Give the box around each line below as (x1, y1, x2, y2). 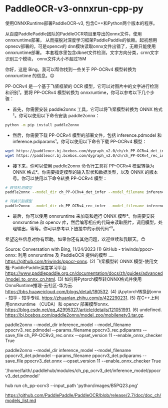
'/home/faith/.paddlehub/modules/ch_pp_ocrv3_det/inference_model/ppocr (5, 368, 161, 374)
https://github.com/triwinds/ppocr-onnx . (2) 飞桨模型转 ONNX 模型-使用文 (5, 258, 158, 265)
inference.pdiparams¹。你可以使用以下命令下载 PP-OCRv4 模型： (12, 138, 147, 144)
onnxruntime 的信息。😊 (5, 72, 55, 78)
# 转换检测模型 (5, 185, 32, 190)
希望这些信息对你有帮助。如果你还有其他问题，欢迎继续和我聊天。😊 (5, 236, 146, 242)
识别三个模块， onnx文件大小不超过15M (5, 55, 86, 61)
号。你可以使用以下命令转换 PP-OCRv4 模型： (12, 175, 107, 181)
